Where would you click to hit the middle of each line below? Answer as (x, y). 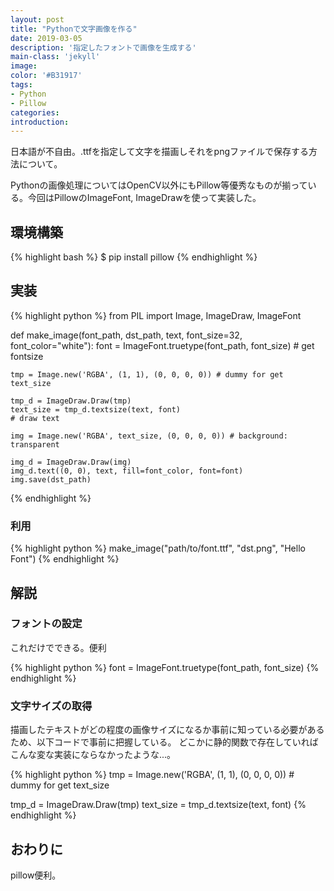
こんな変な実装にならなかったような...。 (93, 755)
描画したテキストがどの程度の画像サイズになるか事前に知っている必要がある (167, 730)
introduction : (40, 122)
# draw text (35, 418)
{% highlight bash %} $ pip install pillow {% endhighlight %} (134, 257)
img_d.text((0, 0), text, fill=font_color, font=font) (127, 471)
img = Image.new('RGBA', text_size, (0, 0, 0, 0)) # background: (149, 436)
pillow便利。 (36, 875)
